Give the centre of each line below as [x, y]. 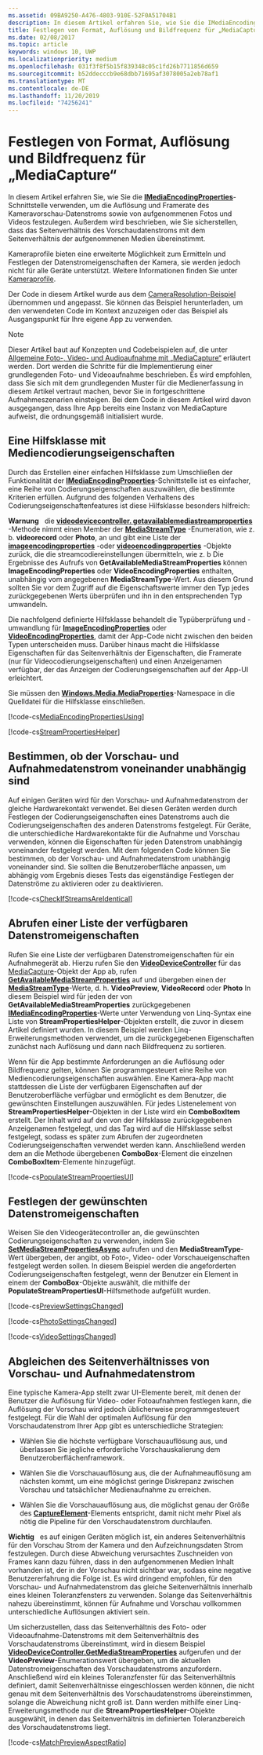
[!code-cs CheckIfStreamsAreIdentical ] [70, 898]
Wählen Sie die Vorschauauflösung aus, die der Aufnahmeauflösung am [135, 1473]
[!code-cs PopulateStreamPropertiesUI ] [71, 1177]
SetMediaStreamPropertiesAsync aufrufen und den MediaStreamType [124, 1249]
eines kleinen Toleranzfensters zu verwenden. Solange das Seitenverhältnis [130, 1596]
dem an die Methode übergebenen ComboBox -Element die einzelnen [121, 1153]
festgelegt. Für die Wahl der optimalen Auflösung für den [100, 1417]
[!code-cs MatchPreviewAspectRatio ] [67, 1742]
